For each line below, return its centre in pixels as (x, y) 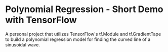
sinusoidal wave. (23, 44)
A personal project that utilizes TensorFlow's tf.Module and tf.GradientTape (83, 34)
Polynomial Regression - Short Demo (84, 9)
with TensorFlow (41, 20)
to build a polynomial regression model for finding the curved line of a (78, 39)
